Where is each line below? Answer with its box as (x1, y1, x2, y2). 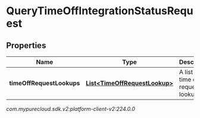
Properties (6, 40, 46, 50)
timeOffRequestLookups (9, 79, 80, 87)
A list (179, 68, 193, 76)
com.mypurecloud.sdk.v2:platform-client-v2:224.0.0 (6, 106, 136, 112)
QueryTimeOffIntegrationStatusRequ (6, 4, 193, 18)
